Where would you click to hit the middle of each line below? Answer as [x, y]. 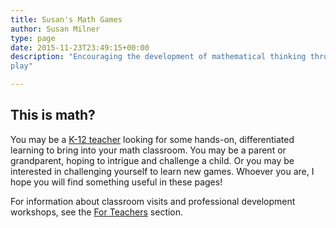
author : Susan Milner [55, 29]
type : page [33, 38]
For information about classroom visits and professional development [153, 201]
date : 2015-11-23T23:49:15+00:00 [80, 47]
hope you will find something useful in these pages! [116, 182]
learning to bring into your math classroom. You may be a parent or [148, 150]
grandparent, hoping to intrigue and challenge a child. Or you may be [152, 160]
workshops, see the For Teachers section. [97, 212]
